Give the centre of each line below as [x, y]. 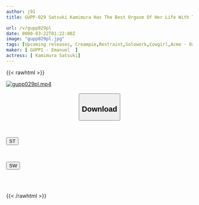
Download [99, 109]
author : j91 [21, 12]
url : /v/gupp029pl [29, 28]
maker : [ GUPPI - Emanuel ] [42, 50]
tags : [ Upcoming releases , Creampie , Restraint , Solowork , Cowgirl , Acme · [96, 45]
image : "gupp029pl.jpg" [36, 39]
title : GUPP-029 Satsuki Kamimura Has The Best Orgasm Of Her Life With [98, 17]
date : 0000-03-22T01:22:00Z [41, 33]
